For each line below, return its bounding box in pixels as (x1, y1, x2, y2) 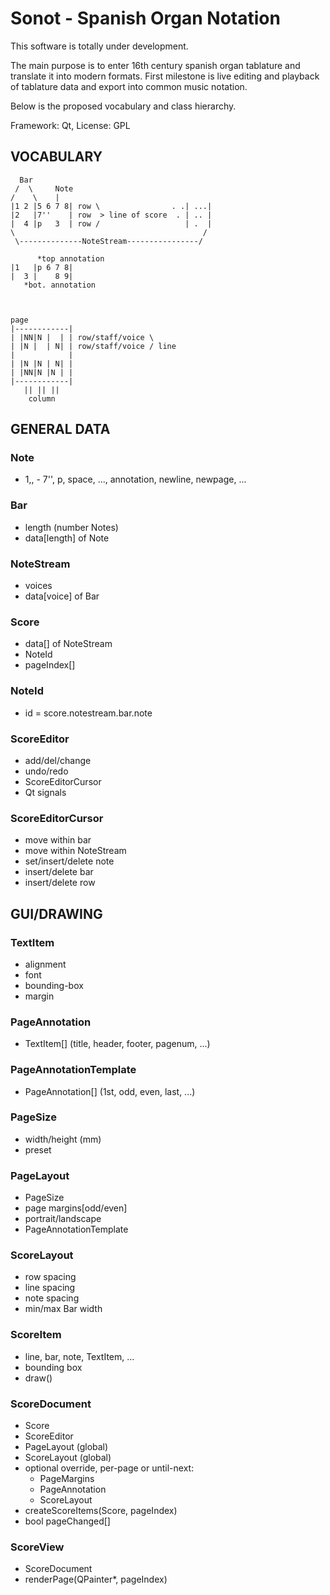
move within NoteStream (24, 845, 127, 857)
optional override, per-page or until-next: (24, 1462, 195, 1474)
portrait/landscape (24, 1213, 102, 1225)
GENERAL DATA (10, 421, 111, 438)
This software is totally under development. (10, 40, 189, 52)
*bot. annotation (23, 280, 97, 290)
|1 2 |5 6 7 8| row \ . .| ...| (10, 201, 213, 211)
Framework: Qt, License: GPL (10, 119, 131, 131)
